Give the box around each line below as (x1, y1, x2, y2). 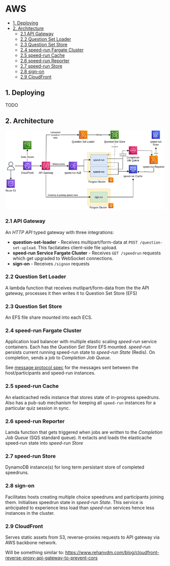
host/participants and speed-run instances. (5, 370, 96, 376)
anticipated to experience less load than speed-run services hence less (5, 505, 154, 511)
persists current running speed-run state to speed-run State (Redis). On (5, 349, 155, 355)
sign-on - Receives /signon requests (12, 260, 90, 267)
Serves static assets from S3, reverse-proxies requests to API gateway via (5, 534, 160, 540)
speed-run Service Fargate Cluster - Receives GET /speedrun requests (12, 250, 161, 256)
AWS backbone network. (5, 539, 57, 546)
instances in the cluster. (5, 510, 55, 516)
